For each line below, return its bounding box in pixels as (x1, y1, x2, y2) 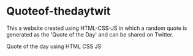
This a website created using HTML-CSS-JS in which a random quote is (6, 24, 187, 32)
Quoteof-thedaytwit (6, 4, 111, 18)
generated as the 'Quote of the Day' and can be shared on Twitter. (6, 30, 173, 38)
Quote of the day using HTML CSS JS (6, 43, 102, 50)
